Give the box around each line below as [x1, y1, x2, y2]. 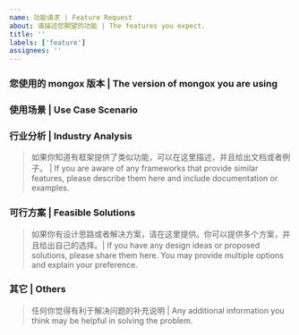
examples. [30, 182, 70, 193]
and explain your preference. [30, 259, 139, 270]
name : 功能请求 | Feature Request [9, 13, 132, 22]
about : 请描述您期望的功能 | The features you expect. [9, 21, 206, 30]
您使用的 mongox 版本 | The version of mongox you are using [9, 78, 278, 90]
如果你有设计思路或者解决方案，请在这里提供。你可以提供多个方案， [30, 229, 283, 239]
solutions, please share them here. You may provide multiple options [30, 249, 284, 260]
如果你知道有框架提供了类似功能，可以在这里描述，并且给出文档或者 [30, 152, 283, 163]
